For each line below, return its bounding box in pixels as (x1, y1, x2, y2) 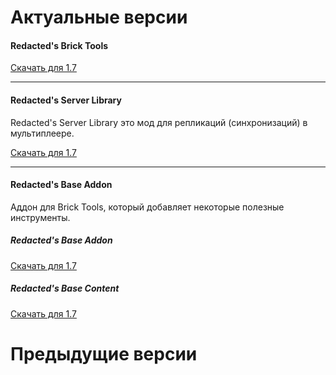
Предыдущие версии (10, 342, 198, 365)
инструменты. (10, 211, 71, 223)
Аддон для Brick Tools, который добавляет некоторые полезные (10, 201, 285, 213)
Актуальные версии (10, 6, 188, 29)
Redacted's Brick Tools (10, 39, 109, 51)
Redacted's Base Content (10, 282, 120, 295)
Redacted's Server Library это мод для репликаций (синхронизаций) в (10, 116, 308, 128)
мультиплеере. (10, 127, 75, 139)
